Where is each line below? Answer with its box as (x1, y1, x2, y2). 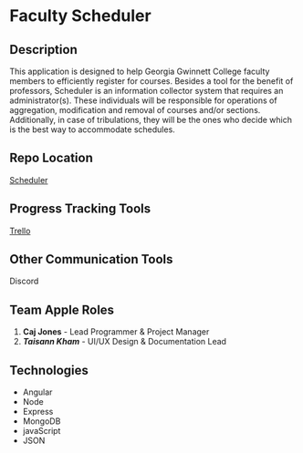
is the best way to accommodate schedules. (9, 124, 175, 135)
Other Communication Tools (9, 252, 173, 267)
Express (22, 407, 54, 417)
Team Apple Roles (9, 302, 115, 317)
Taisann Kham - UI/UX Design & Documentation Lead (22, 336, 226, 347)
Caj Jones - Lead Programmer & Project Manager (22, 326, 210, 337)
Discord (9, 275, 39, 287)
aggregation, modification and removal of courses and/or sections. (9, 105, 261, 115)
